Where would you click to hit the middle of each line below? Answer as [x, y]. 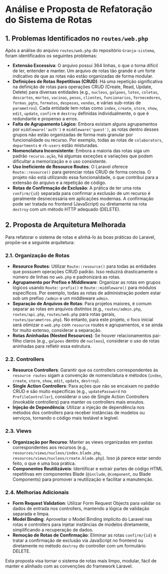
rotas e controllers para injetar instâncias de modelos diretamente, [81, 524]
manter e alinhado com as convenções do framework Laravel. [69, 566]
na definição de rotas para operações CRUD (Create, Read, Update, [82, 87]
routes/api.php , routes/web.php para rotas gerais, [64, 314]
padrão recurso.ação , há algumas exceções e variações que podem [82, 156]
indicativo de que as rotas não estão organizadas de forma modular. [83, 76]
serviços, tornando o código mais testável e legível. [66, 418]
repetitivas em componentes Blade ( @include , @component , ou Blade [82, 474]
